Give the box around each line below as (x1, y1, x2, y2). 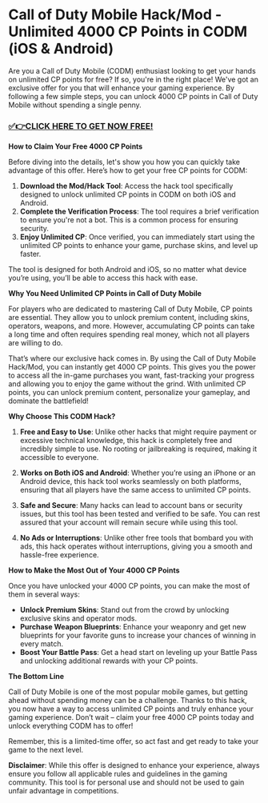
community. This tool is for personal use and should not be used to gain (8, 777, 245, 787)
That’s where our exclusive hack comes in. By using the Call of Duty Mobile (8, 354, 257, 363)
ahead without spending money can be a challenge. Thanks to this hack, (8, 696, 247, 705)
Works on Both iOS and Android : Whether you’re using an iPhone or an (19, 468, 256, 477)
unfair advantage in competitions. (8, 786, 119, 796)
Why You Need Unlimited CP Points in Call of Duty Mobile (8, 289, 202, 298)
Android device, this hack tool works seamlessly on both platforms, (19, 477, 242, 486)
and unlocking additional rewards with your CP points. (19, 656, 198, 665)
